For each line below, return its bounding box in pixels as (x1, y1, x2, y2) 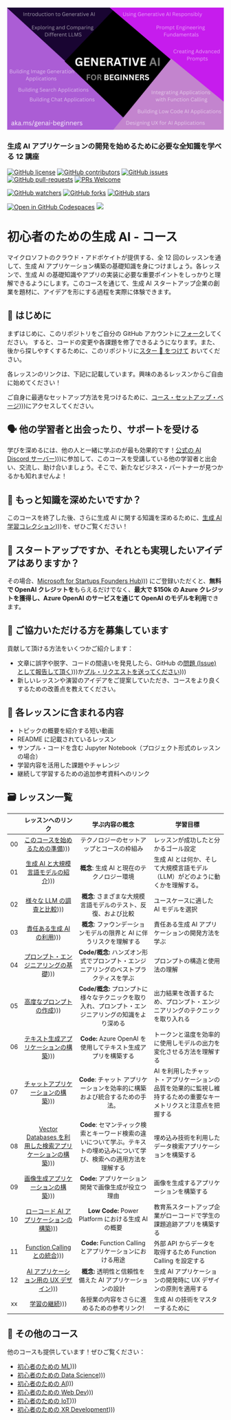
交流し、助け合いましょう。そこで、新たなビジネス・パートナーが (19, 463, 206, 471)
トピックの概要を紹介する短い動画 (16, 726, 114, 734)
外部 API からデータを (153, 1239, 215, 1247)
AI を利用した (153, 1066, 192, 1074)
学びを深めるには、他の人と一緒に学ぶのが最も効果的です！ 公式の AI (7, 446, 201, 454)
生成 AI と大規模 (25, 860, 71, 868)
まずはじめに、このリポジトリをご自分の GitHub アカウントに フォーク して (7, 329, 217, 337)
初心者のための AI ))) (16, 1379, 74, 1388)
